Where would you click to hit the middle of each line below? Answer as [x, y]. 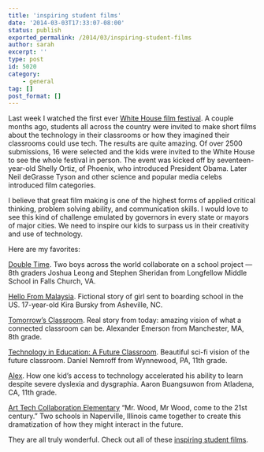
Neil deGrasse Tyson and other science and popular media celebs [115, 177]
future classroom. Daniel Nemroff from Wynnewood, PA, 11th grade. [118, 361]
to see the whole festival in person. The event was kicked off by [112, 160]
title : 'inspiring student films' [65, 15]
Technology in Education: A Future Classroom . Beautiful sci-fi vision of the [129, 352]
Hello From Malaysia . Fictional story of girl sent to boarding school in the [126, 297]
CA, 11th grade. [33, 393]
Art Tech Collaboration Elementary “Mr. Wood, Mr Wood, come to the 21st [128, 408]
